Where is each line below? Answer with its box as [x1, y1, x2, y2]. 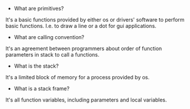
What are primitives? [13, 5, 64, 12]
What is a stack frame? [13, 85, 70, 92]
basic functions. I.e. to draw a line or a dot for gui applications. [5, 23, 157, 29]
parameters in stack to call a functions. [5, 51, 100, 58]
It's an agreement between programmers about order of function [5, 45, 162, 52]
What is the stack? [13, 62, 59, 69]
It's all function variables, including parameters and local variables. [5, 96, 167, 103]
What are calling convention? [13, 34, 84, 40]
